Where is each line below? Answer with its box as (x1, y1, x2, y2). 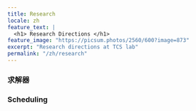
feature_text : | (7, 23, 56, 31)
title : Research (7, 10, 56, 18)
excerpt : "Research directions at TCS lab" (7, 43, 139, 51)
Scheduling (7, 94, 48, 104)
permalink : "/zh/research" (7, 51, 88, 58)
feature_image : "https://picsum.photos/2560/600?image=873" (7, 37, 190, 44)
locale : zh (7, 17, 40, 24)
